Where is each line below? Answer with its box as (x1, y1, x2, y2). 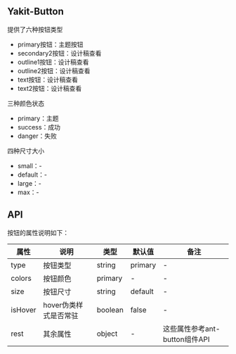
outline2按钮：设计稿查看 (17, 66, 91, 75)
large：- (17, 179, 42, 187)
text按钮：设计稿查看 (17, 75, 79, 84)
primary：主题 (17, 114, 59, 122)
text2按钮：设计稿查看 (17, 84, 82, 92)
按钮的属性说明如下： (7, 228, 69, 236)
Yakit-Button (7, 6, 65, 18)
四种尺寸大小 (7, 146, 44, 155)
